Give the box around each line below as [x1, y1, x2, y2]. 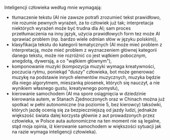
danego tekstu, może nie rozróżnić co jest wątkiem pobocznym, [11, 52, 147, 58]
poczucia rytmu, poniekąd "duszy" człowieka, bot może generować [11, 69, 155, 75]
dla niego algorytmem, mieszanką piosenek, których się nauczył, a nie [11, 79, 160, 86]
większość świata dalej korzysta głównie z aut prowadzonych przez [11, 112, 155, 118]
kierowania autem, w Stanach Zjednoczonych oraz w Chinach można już [11, 96, 165, 102]
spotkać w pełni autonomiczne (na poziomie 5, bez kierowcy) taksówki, [11, 102, 162, 107]
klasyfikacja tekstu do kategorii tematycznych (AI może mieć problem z [11, 42, 163, 48]
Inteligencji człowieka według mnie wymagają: [4, 5, 102, 10]
